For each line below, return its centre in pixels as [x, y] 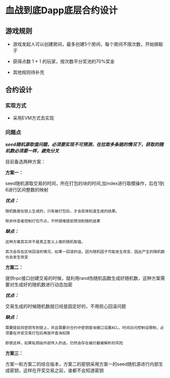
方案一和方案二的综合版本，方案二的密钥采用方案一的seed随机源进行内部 [82, 364]
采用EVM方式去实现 [33, 117]
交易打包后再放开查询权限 [47, 333]
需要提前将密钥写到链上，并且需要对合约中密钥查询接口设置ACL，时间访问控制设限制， [83, 327]
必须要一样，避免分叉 [37, 151]
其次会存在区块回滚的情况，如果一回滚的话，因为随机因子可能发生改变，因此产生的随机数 [85, 252]
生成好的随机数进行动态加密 [43, 285]
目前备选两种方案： [26, 161]
